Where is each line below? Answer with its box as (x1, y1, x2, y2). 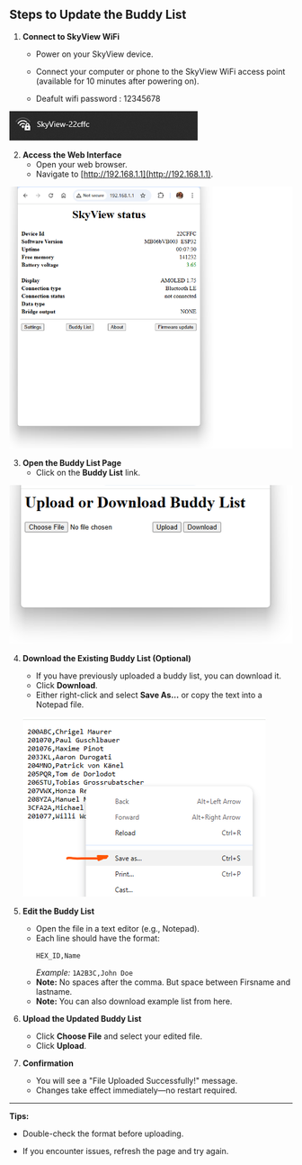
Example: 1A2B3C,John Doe (35, 968, 133, 978)
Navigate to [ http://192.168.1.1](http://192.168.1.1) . (35, 168, 214, 179)
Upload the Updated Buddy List (22, 1014, 142, 1024)
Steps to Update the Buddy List (9, 7, 187, 23)
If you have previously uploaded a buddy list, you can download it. (35, 670, 281, 681)
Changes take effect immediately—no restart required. (35, 1085, 238, 1096)
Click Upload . (35, 1041, 87, 1051)
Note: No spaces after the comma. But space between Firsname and (35, 977, 290, 988)
